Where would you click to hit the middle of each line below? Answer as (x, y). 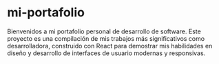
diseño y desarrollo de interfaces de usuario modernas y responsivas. (106, 53)
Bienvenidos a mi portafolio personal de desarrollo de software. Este (104, 31)
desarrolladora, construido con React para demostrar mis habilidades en (110, 46)
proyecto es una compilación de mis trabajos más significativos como (106, 38)
